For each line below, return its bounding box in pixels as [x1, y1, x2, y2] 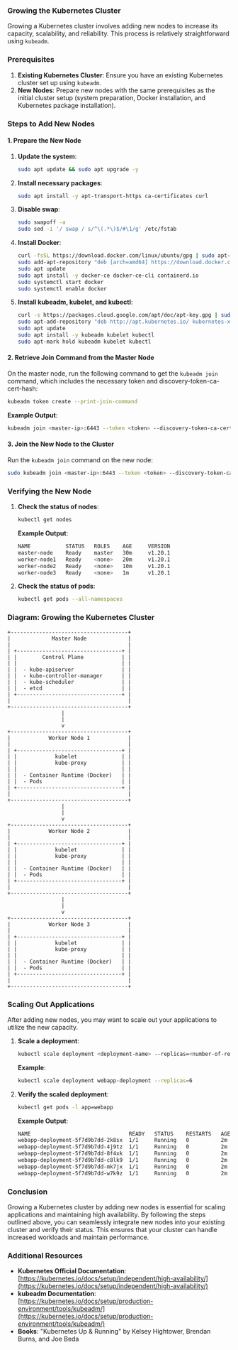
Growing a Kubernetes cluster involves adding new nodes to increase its [7, 22, 218, 31]
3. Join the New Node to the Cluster [7, 440, 115, 449]
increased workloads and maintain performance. [7, 1233, 149, 1241]
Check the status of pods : [17, 582, 96, 591]
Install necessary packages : [17, 178, 103, 187]
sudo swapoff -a [17, 219, 66, 226]
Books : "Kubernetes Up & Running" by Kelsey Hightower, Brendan [17, 1327, 211, 1336]
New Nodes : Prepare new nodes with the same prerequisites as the [17, 86, 215, 94]
